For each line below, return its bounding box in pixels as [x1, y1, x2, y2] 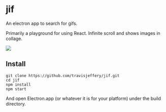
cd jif [6, 78, 20, 83]
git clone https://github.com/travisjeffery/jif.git [6, 73, 120, 78]
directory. [6, 100, 26, 107]
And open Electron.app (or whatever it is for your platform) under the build [6, 95, 161, 101]
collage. [6, 35, 22, 42]
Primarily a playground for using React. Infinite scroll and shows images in [6, 30, 160, 36]
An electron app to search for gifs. [6, 20, 78, 26]
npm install [6, 82, 31, 87]
